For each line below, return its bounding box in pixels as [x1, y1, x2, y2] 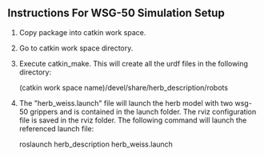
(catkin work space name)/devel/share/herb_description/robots [18, 83, 229, 92]
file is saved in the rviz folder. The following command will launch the [18, 115, 247, 125]
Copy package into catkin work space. [18, 27, 146, 37]
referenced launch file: [18, 123, 94, 133]
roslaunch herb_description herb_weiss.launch [18, 139, 174, 149]
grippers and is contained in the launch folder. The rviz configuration [30, 107, 257, 116]
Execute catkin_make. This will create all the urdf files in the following [18, 58, 249, 68]
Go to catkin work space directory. [18, 43, 134, 53]
